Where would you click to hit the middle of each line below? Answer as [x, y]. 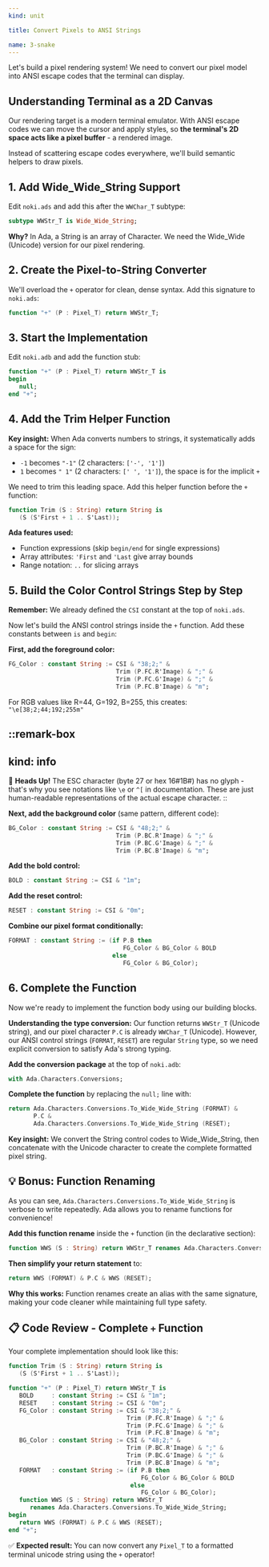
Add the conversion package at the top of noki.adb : [95, 1064]
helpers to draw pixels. [46, 162]
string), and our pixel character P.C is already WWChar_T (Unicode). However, [133, 1032]
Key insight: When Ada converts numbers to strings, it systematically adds [132, 438]
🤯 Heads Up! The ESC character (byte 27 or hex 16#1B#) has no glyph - [126, 780]
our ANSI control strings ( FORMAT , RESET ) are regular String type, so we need [133, 1040]
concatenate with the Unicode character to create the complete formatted [130, 1148]
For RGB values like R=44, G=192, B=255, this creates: [98, 702]
